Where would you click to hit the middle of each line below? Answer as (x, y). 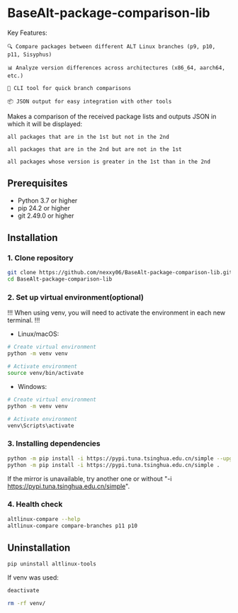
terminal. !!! (24, 320)
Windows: (32, 386)
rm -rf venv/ (27, 604)
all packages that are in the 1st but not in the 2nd (89, 137)
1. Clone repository (40, 258)
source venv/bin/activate (45, 373)
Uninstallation (39, 547)
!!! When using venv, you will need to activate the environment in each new (117, 313)
